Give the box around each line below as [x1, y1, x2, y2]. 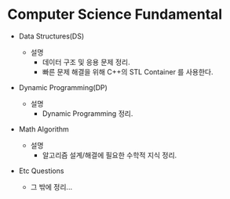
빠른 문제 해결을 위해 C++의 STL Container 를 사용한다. [42, 67, 214, 76]
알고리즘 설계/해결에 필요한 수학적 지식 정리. [42, 150, 177, 160]
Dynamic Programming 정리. [42, 108, 133, 118]
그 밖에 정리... [30, 182, 72, 191]
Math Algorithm [18, 124, 70, 134]
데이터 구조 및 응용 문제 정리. [42, 57, 130, 67]
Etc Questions [18, 166, 64, 175]
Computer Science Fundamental [7, 5, 223, 24]
